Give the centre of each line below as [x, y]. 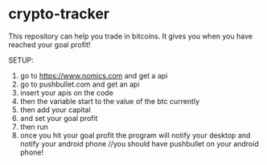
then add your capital [55, 110]
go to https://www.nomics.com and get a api [94, 75]
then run [34, 127]
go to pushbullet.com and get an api [80, 84]
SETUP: [21, 60]
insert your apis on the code [67, 92]
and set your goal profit [59, 118]
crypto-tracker [59, 14]
